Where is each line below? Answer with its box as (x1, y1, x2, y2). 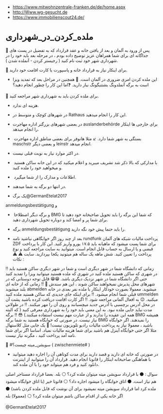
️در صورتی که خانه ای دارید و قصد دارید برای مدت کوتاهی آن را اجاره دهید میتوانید (12, 351, 158, 357)
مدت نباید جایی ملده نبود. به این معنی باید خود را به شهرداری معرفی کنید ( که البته (5, 307, 152, 312)
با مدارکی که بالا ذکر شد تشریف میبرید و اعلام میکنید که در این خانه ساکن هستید (14, 159, 158, 165)
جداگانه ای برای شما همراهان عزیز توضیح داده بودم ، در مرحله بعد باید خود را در (5, 52, 148, 58)
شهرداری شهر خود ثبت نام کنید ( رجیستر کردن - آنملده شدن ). (5, 58, 118, 63)
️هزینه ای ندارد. (12, 102, 39, 108)
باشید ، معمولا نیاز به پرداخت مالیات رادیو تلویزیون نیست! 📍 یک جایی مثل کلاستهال (5, 322, 153, 328)
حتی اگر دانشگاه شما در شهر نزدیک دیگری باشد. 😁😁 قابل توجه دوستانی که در (5, 276, 147, 281)
